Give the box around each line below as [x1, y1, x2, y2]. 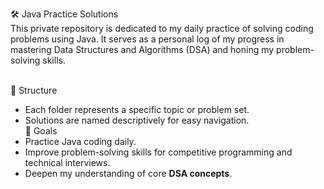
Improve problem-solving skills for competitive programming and [24, 146, 293, 158]
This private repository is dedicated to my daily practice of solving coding [10, 23, 314, 34]
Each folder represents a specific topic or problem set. [24, 104, 250, 115]
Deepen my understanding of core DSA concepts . [24, 168, 233, 179]
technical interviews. [24, 157, 111, 168]
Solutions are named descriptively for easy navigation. [24, 114, 250, 126]
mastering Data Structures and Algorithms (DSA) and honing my [10, 44, 275, 55]
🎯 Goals [24, 125, 58, 137]
